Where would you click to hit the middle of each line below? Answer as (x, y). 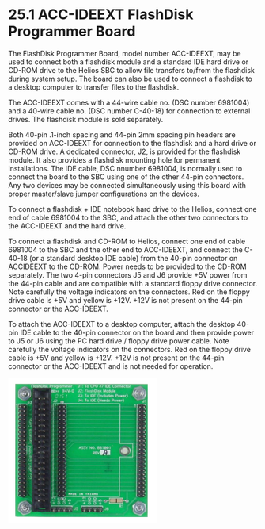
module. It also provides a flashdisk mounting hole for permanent (114, 159)
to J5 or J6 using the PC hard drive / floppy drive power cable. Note (119, 341)
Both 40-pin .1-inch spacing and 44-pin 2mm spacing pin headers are (122, 134)
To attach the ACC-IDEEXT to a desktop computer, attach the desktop (122, 324)
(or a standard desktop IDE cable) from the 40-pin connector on (133, 258)
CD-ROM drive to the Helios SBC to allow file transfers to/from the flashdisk (131, 70)
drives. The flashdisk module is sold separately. (86, 119)
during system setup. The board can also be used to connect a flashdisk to (131, 79)
